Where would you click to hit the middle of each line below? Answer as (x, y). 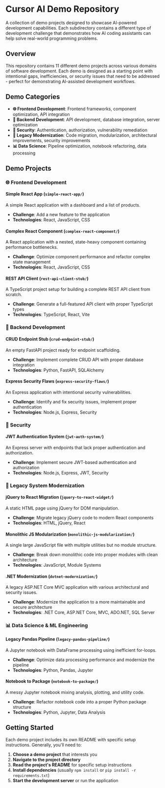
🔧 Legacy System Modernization (45, 485)
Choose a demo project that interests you (55, 754)
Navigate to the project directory (47, 759)
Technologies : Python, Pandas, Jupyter (53, 670)
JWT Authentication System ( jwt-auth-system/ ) (55, 437)
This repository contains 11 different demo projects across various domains (81, 65)
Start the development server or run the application (66, 780)
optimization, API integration (41, 114)
